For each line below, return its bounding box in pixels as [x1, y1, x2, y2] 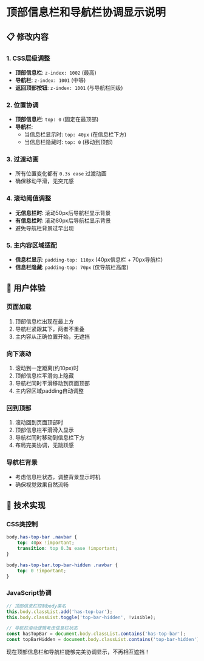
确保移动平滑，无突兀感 [15, 177, 74, 185]
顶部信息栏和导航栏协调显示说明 [6, 5, 166, 19]
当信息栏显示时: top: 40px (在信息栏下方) [24, 131, 127, 138]
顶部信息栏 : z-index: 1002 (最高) [15, 69, 97, 76]
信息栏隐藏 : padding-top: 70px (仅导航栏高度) [15, 263, 129, 271]
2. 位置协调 [6, 101, 39, 109]
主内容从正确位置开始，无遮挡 [15, 333, 90, 340]
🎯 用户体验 [6, 283, 46, 293]
